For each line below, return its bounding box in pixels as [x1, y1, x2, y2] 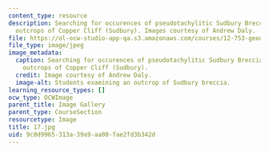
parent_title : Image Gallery [8, 101, 106, 109]
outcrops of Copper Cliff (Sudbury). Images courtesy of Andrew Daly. [15, 26, 256, 34]
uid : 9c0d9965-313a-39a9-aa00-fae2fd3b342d [8, 130, 156, 138]
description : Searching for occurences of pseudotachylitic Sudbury [8, 19, 242, 27]
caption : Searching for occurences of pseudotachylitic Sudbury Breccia [15, 57, 263, 65]
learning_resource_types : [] [8, 85, 106, 94]
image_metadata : [8, 49, 62, 57]
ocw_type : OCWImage [8, 93, 74, 101]
